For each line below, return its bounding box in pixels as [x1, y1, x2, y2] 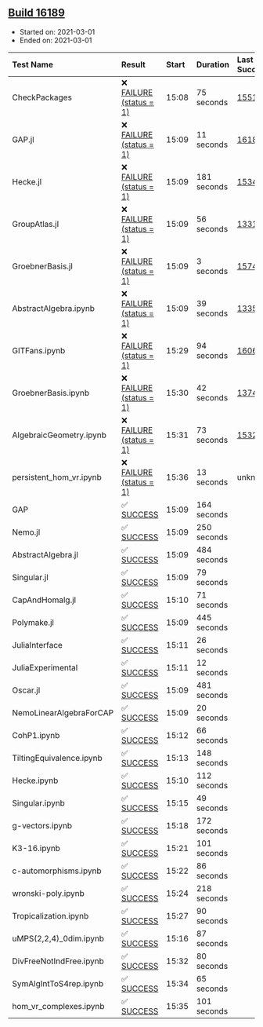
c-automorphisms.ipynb [12, 865, 102, 876]
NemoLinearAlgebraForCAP [12, 707, 114, 718]
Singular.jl [12, 572, 49, 583]
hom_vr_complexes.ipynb [12, 1000, 105, 1011]
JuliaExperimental [12, 662, 78, 673]
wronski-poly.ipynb [12, 887, 85, 898]
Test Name [12, 59, 53, 70]
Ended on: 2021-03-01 [19, 35, 92, 45]
